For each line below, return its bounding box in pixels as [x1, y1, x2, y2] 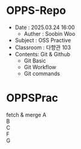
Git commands [23, 70, 60, 77]
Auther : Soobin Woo [23, 30, 76, 37]
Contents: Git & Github [14, 50, 71, 58]
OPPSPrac [6, 91, 59, 105]
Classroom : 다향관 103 [14, 44, 71, 51]
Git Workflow [23, 63, 56, 70]
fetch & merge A [6, 111, 47, 118]
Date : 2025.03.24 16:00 [14, 24, 75, 31]
